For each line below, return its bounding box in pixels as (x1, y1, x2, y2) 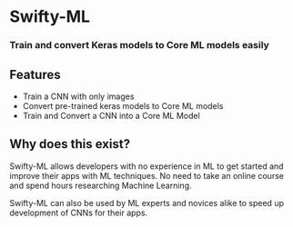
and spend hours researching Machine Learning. (9, 180, 193, 191)
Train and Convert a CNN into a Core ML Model (22, 110, 200, 121)
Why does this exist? (9, 136, 130, 152)
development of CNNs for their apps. (9, 207, 148, 218)
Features (9, 66, 61, 83)
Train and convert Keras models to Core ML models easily (9, 39, 270, 52)
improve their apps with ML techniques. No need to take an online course (9, 170, 285, 181)
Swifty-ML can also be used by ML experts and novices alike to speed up (9, 197, 285, 208)
